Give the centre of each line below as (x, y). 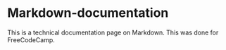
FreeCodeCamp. (31, 39)
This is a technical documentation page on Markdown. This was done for (113, 32)
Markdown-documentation (88, 13)
